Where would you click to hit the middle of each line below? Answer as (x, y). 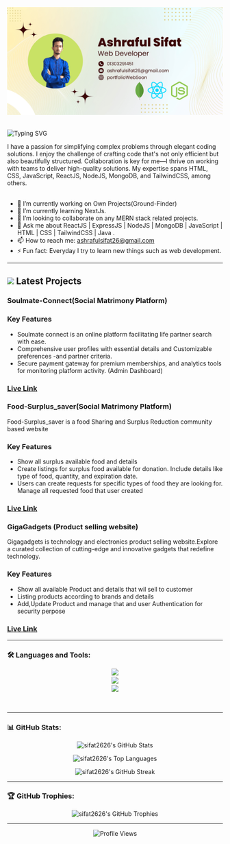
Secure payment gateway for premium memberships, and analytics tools (119, 363)
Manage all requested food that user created (80, 491)
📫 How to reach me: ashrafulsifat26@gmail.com (86, 240)
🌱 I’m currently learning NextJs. (62, 211)
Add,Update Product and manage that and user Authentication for (110, 603)
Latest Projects (49, 281)
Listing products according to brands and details (85, 596)
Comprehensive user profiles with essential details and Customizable (114, 348)
